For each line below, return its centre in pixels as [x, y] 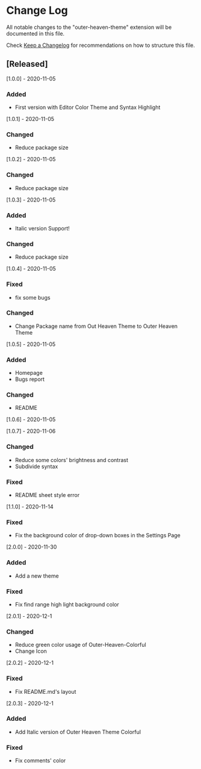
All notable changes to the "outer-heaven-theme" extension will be [89, 27]
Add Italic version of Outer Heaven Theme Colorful [78, 732]
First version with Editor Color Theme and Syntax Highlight [88, 107]
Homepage [29, 373]
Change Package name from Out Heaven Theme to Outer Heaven [96, 326]
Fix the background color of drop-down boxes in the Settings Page [97, 536]
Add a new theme [37, 576]
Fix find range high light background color [67, 604]
